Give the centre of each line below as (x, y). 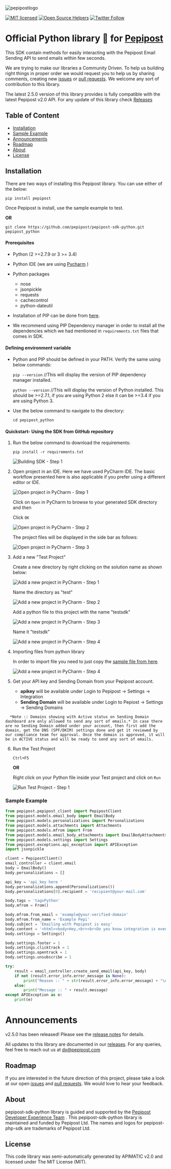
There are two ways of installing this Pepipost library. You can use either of (84, 184)
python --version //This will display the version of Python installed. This (88, 390)
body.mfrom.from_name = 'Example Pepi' (48, 920)
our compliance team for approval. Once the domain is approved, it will (85, 735)
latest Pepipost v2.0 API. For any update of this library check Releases (79, 99)
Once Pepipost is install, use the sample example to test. (64, 208)
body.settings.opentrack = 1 (36, 953)
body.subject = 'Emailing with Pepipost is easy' (59, 924)
